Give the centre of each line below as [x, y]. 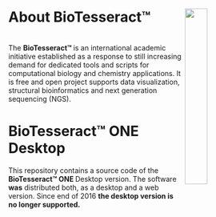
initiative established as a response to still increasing [95, 56]
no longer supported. [44, 204]
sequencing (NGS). [40, 98]
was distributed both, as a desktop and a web [84, 187]
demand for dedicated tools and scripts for [79, 65]
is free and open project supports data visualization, [94, 82]
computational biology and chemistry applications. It [95, 73]
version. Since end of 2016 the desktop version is [91, 195]
